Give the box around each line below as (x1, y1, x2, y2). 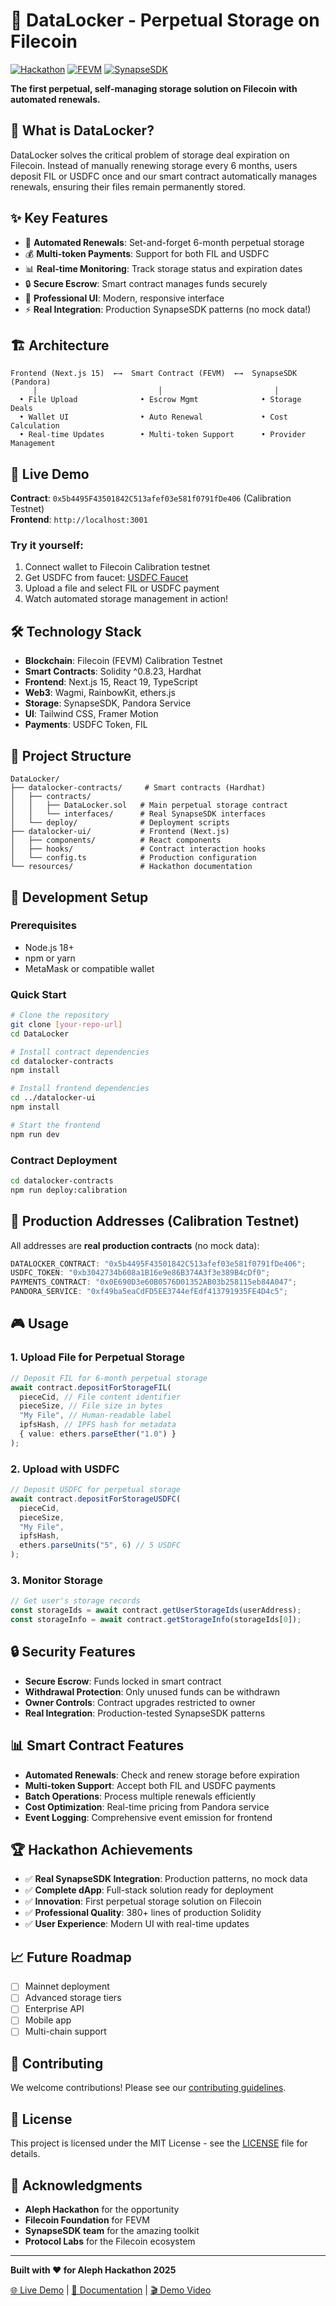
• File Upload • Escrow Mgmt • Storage (19, 395, 302, 405)
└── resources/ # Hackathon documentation (10, 862, 253, 872)
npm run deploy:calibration (10, 1185, 128, 1195)
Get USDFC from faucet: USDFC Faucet (24, 572, 189, 584)
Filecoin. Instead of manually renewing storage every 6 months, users (10, 159, 298, 171)
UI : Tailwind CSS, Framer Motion (24, 708, 159, 720)
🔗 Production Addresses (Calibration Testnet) (10, 1213, 300, 1230)
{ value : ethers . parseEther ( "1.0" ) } (19, 1429, 177, 1439)
